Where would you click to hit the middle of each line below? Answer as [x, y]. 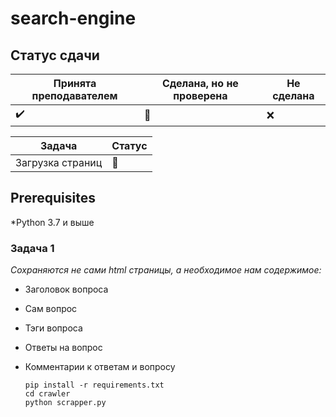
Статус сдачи [55, 55]
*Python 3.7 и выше [52, 222]
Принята [75, 83]
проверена [200, 95]
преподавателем [74, 95]
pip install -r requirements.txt [94, 385]
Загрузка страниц [59, 162]
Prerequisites [53, 198]
